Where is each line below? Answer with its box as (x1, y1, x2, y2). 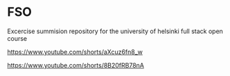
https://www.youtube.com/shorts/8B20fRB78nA (7, 61, 144, 69)
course (7, 34, 28, 42)
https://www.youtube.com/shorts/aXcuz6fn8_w (7, 48, 143, 56)
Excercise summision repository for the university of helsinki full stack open (7, 27, 224, 35)
